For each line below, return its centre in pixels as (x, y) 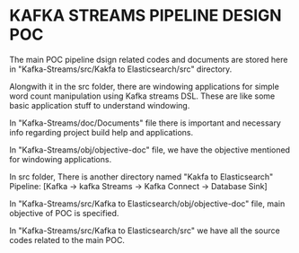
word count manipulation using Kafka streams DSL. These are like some (142, 96)
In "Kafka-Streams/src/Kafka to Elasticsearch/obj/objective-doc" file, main (147, 204)
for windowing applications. (61, 159)
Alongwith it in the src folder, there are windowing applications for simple (145, 86)
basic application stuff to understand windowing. (100, 105)
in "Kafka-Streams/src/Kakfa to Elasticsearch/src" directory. (121, 69)
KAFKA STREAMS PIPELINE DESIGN (145, 16)
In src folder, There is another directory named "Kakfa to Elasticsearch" (141, 177)
